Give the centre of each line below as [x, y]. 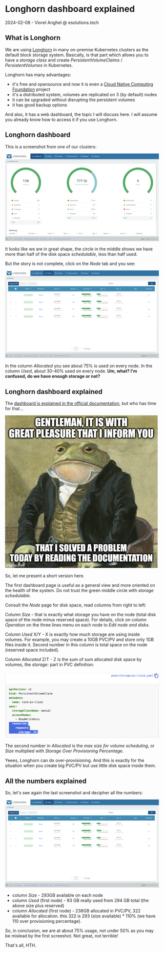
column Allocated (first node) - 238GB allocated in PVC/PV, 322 [76, 911]
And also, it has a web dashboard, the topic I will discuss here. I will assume [81, 114]
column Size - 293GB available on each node [58, 895]
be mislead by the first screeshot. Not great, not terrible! [61, 935]
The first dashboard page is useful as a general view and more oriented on [80, 585]
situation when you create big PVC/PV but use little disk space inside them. [81, 766]
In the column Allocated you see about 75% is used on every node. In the [79, 366]
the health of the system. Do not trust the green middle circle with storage [79, 590]
